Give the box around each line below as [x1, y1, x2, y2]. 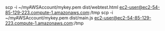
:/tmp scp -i [89, 9, 113, 15]
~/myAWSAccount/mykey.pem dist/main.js [5, 15, 94, 20]
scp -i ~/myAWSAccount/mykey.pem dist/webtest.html [5, 4, 119, 10]
